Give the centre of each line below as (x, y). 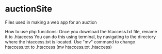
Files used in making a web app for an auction (51, 22)
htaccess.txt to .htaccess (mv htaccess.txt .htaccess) (58, 47)
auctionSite (29, 9)
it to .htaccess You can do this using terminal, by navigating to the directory (81, 37)
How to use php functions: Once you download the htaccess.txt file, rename (81, 31)
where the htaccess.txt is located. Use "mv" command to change (70, 41)
